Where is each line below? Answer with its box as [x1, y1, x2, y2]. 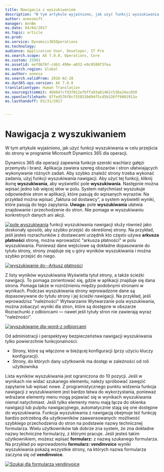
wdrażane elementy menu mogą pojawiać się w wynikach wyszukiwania [5, 394, 152, 400]
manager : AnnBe [5, 21, 36, 26]
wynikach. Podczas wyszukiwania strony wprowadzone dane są [5, 288, 135, 294]
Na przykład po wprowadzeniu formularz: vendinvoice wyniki [5, 441, 131, 447]
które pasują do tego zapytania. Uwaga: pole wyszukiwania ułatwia [5, 202, 143, 207]
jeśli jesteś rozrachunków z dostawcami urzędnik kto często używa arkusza [5, 232, 159, 238]
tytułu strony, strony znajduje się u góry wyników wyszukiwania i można [5, 248, 151, 254]
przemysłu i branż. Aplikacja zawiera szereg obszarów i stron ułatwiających [5, 165, 158, 171]
